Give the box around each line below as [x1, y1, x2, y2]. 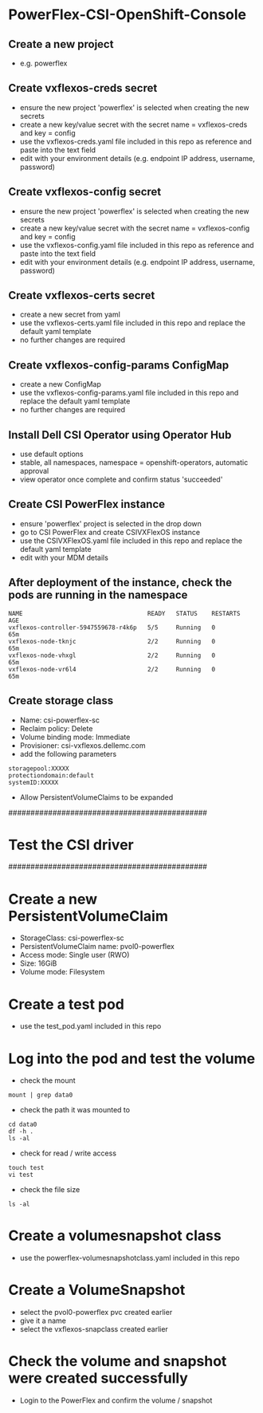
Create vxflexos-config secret [8, 185, 162, 199]
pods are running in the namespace [8, 588, 188, 602]
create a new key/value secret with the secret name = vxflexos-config [19, 223, 250, 233]
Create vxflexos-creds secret [8, 81, 158, 95]
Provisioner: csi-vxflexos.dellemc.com [19, 740, 146, 750]
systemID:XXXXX [8, 778, 59, 786]
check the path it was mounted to [19, 1105, 130, 1115]
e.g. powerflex [19, 58, 68, 68]
